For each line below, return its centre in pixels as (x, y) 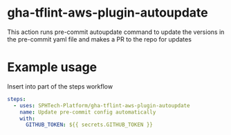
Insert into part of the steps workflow (60, 86)
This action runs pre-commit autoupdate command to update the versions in (116, 32)
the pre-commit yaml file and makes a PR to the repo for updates (100, 39)
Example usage (52, 67)
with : (28, 118)
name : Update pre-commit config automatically (88, 112)
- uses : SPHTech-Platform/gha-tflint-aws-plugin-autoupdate (102, 105)
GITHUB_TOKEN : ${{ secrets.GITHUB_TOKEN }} (89, 125)
